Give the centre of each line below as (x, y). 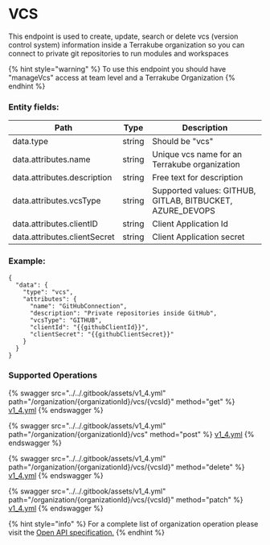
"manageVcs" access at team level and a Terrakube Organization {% (122, 77)
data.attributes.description (62, 178)
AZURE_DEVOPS (184, 211)
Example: (27, 261)
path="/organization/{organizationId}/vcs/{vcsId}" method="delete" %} (127, 467)
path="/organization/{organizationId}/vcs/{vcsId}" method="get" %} (122, 401)
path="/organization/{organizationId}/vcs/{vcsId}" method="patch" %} (126, 499)
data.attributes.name (51, 159)
